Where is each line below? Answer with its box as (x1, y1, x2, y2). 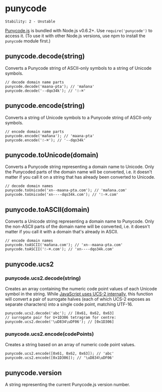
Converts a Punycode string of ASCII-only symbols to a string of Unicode (5, 65, 152, 71)
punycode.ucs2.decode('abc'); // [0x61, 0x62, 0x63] (5, 310, 114, 315)
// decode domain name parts (5, 80, 64, 84)
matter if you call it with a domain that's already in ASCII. (5, 229, 118, 235)
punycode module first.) (5, 38, 51, 44)
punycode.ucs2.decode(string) (5, 274, 81, 281)
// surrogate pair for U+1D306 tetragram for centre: (5, 315, 117, 320)
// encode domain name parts (5, 129, 64, 134)
